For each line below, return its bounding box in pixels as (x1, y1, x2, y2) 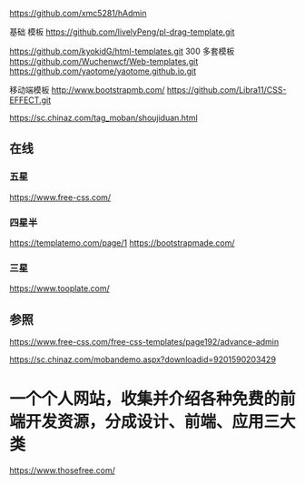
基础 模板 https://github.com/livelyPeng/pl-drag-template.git (9, 26, 235, 37)
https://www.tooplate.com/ (9, 283, 111, 294)
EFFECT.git (9, 95, 52, 106)
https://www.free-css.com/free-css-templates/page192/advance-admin (9, 337, 280, 348)
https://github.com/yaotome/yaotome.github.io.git (9, 66, 197, 76)
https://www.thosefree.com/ (9, 465, 115, 476)
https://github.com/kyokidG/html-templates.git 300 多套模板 (9, 45, 235, 56)
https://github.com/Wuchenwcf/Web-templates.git (9, 56, 199, 66)
